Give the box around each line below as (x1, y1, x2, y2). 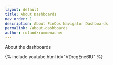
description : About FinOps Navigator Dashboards (5, 21, 108, 26)
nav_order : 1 (5, 16, 32, 21)
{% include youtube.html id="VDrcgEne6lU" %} (5, 54, 103, 60)
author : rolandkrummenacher (5, 30, 64, 35)
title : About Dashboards (5, 12, 57, 17)
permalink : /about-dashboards (5, 26, 68, 31)
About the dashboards (5, 44, 51, 50)
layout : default (5, 7, 39, 12)
